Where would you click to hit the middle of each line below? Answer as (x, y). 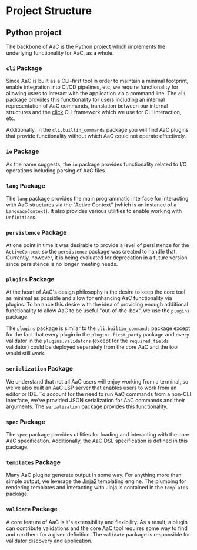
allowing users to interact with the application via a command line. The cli (96, 94)
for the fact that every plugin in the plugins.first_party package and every (98, 335)
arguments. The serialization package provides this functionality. (87, 406)
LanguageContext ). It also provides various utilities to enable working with (94, 211)
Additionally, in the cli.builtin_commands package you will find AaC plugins (97, 130)
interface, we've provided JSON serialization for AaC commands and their (96, 400)
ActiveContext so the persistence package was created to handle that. (92, 252)
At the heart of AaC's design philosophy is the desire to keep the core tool (96, 292)
